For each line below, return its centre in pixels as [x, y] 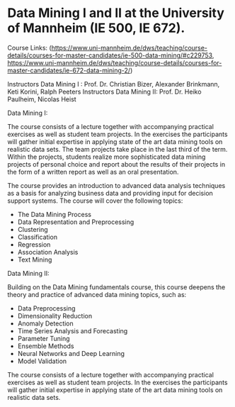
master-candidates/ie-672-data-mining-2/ [69, 70]
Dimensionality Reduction [55, 316]
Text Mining [35, 260]
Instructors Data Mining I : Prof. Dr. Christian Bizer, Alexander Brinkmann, [114, 84]
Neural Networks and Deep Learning [71, 353]
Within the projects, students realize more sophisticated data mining [107, 157]
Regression [34, 244]
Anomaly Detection [46, 323]
